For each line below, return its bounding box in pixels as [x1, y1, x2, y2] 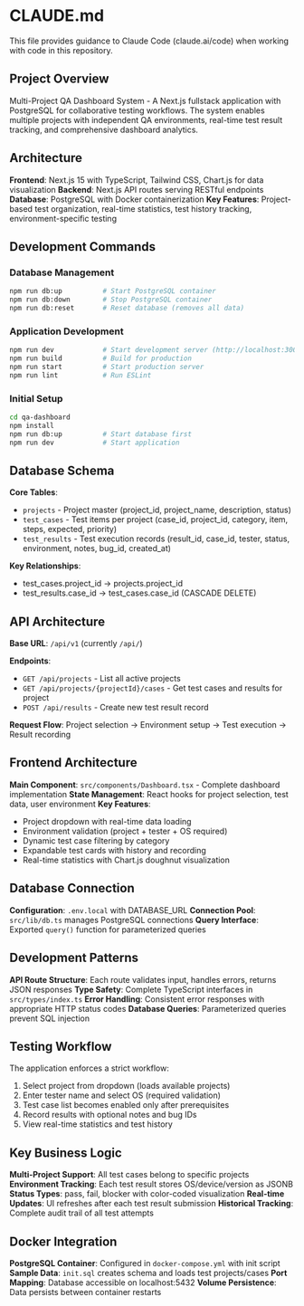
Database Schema [9, 462, 115, 478]
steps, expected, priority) [22, 524, 118, 535]
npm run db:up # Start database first [9, 429, 193, 439]
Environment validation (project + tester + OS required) [22, 825, 228, 836]
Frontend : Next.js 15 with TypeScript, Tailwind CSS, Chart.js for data [9, 174, 264, 186]
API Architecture [9, 614, 106, 629]
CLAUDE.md [9, 5, 105, 26]
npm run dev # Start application [9, 438, 180, 447]
